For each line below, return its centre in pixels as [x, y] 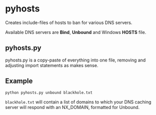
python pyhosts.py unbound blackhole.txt [49, 92]
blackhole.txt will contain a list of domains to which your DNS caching [78, 102]
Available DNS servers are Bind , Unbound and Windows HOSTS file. [76, 32]
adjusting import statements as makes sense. [52, 65]
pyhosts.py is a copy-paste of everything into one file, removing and [75, 60]
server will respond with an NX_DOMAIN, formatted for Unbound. [72, 107]
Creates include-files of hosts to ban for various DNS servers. [69, 22]
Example [19, 81]
